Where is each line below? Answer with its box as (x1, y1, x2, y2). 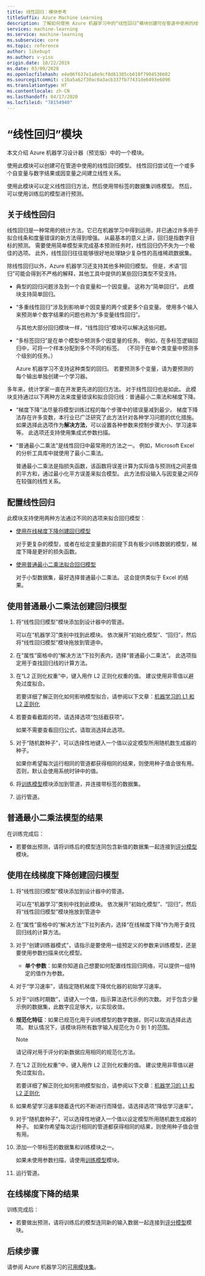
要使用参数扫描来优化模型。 (15, 949, 86, 956)
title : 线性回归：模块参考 (7, 9, 68, 15)
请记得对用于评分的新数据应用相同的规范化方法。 (15, 1048, 139, 1056)
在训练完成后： (7, 830, 44, 837)
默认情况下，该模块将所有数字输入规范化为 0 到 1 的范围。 (27, 1023, 173, 1031)
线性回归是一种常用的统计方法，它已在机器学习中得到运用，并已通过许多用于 (7, 226, 199, 234)
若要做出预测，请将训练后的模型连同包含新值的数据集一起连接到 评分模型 (15, 843, 197, 850)
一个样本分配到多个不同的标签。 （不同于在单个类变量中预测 (42, 344, 193, 352)
